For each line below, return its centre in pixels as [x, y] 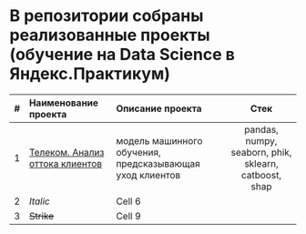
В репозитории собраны [107, 16]
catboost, [261, 175]
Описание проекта [159, 108]
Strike [41, 216]
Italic [39, 201]
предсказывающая [158, 163]
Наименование [63, 103]
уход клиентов [148, 175]
